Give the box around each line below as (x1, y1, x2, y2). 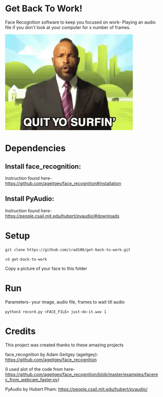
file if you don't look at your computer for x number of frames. (5, 24, 131, 30)
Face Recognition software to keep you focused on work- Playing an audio (5, 19, 156, 25)
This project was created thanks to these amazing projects (5, 342, 124, 348)
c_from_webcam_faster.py (5, 376, 58, 382)
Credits (5, 325, 36, 337)
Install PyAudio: (5, 195, 54, 203)
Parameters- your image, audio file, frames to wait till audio (5, 299, 125, 305)
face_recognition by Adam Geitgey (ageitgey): (5, 351, 98, 357)
